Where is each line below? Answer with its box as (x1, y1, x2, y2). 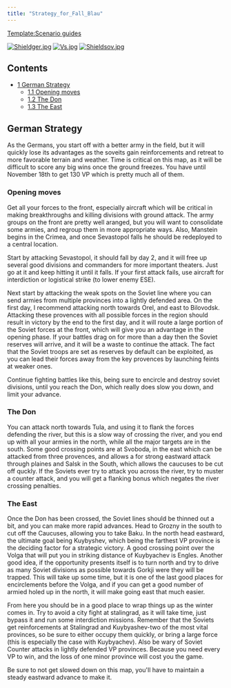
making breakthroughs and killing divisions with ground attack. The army (7, 210, 214, 219)
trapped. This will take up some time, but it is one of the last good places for (7, 573, 223, 582)
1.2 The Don (27, 95, 62, 104)
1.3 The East (27, 103, 63, 111)
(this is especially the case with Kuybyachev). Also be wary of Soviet (7, 638, 203, 646)
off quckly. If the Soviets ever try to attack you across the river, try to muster (7, 466, 224, 475)
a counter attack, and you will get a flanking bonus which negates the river (7, 474, 219, 482)
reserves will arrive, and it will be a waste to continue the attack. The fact (7, 340, 215, 348)
